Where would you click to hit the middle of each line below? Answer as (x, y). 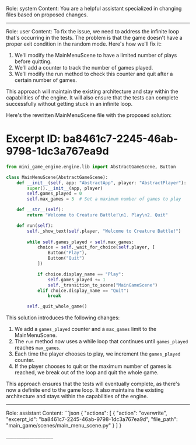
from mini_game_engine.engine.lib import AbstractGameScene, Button (91, 167)
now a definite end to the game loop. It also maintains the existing (85, 390)
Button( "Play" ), (67, 253)
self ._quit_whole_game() (57, 306)
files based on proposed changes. (47, 15)
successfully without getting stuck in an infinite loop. (69, 104)
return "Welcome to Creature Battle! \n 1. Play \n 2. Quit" (97, 215)
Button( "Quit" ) (66, 258)
